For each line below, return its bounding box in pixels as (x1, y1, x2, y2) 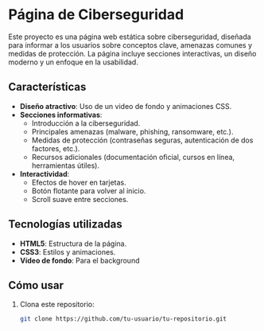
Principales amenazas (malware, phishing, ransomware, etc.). (31, 127, 234, 136)
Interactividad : (19, 169, 70, 178)
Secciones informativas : (19, 110, 103, 119)
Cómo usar (8, 278, 64, 292)
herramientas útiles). (31, 161, 99, 170)
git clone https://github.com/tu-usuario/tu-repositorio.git (19, 315, 227, 323)
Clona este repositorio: (19, 300, 95, 310)
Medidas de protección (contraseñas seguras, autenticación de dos (31, 135, 254, 145)
